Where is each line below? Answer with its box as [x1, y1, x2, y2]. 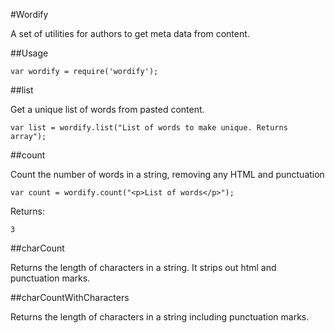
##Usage [10, 47, 49, 59]
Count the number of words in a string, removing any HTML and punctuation [10, 169, 325, 180]
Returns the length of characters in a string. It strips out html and [10, 262, 277, 273]
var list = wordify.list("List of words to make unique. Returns [10, 123, 288, 133]
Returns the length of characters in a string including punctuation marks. [10, 311, 310, 323]
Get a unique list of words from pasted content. [10, 104, 205, 115]
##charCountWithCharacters [10, 292, 130, 303]
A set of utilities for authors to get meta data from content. [10, 28, 250, 39]
